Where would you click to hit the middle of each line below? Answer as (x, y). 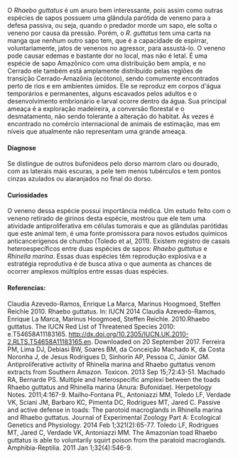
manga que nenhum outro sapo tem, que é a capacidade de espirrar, (108, 41)
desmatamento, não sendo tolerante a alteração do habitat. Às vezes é (111, 116)
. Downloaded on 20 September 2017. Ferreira (158, 341)
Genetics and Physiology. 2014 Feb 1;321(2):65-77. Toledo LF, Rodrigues (113, 425)
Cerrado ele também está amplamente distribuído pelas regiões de (105, 71)
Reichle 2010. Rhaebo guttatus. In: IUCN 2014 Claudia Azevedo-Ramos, (112, 311)
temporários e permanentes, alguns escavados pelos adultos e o (102, 93)
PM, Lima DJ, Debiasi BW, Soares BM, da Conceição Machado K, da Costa (116, 349)
